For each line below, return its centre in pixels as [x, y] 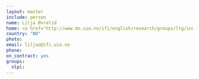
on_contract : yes [28, 56]
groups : [16, 61]
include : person [26, 17]
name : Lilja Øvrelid [32, 23]
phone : [14, 50]
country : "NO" [24, 34]
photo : [14, 39]
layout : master [25, 12]
